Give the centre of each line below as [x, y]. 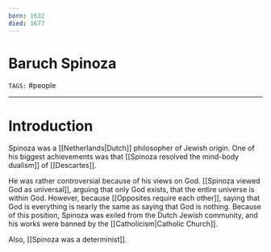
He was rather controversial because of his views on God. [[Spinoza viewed [134, 181]
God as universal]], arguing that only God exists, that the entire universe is [131, 190]
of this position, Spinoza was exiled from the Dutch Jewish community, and [133, 216]
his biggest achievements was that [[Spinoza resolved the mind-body [124, 157]
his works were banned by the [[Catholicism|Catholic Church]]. [113, 224]
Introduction [51, 126]
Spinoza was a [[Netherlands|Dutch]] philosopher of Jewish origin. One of [132, 148]
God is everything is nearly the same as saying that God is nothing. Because [135, 207]
